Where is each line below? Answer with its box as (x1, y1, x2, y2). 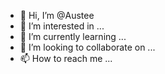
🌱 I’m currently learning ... (19, 31, 127, 42)
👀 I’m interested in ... (19, 20, 105, 32)
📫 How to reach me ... (19, 53, 113, 64)
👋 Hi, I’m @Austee (19, 10, 95, 21)
